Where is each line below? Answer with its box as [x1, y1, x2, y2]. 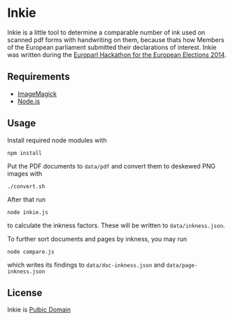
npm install [7, 149, 42, 156]
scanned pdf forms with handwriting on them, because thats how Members [7, 35, 225, 44]
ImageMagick [17, 89, 57, 98]
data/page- [166, 262, 198, 269]
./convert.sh [7, 182, 45, 190]
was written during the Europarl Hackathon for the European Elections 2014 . [7, 51, 227, 59]
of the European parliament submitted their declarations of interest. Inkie [7, 43, 217, 51]
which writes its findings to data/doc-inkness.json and [7, 260, 165, 269]
